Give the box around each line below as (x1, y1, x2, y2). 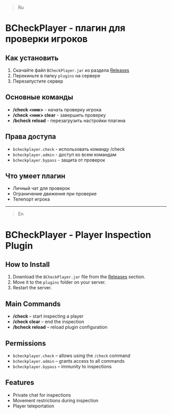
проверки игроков (5, 33, 88, 45)
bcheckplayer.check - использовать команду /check (12, 146, 125, 152)
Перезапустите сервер (12, 78, 63, 84)
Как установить (5, 53, 59, 62)
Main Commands (5, 300, 61, 308)
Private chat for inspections (12, 392, 71, 398)
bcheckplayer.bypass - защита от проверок (12, 156, 105, 163)
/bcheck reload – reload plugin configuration (12, 324, 107, 330)
